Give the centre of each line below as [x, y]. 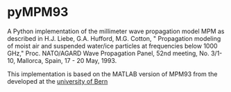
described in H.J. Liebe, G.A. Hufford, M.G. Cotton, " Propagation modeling [114, 38]
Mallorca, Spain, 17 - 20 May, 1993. [67, 60]
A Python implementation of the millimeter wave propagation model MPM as [116, 31]
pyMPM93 [38, 12]
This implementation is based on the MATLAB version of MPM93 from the [112, 74]
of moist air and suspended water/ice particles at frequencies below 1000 [112, 46]
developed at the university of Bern [58, 81]
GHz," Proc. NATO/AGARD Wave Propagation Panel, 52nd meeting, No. [108, 53]
